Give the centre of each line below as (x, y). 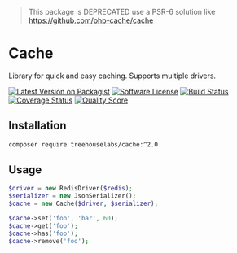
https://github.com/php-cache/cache (91, 20)
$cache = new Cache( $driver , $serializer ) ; (83, 204)
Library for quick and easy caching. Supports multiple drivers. (112, 76)
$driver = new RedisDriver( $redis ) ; (70, 189)
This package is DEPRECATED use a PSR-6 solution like (122, 12)
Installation (37, 126)
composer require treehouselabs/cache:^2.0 (83, 144)
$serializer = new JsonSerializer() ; (72, 196)
